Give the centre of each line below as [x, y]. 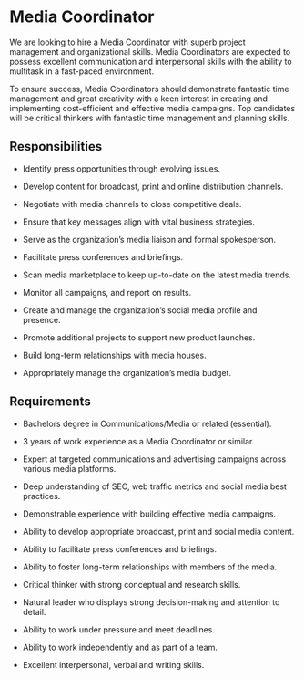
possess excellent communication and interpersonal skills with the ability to [151, 61]
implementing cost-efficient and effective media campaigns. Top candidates [152, 108]
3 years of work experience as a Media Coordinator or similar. [138, 441]
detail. [34, 611]
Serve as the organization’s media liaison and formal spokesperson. [149, 239]
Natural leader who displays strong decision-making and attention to [151, 602]
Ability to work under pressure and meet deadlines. [119, 629]
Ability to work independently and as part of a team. [120, 647]
